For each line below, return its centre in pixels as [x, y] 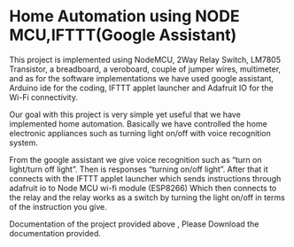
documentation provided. [55, 233]
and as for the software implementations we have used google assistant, [142, 78]
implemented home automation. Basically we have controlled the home [138, 123]
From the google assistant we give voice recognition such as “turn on [135, 159]
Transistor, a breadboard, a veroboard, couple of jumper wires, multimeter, [145, 69]
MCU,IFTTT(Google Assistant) [123, 35]
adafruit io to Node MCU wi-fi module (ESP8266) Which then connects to [143, 188]
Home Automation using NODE [124, 16]
